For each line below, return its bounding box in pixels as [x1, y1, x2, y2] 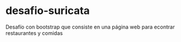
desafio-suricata [5, 4, 90, 17]
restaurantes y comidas [5, 29, 63, 36]
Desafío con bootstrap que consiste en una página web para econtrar [5, 23, 175, 30]
